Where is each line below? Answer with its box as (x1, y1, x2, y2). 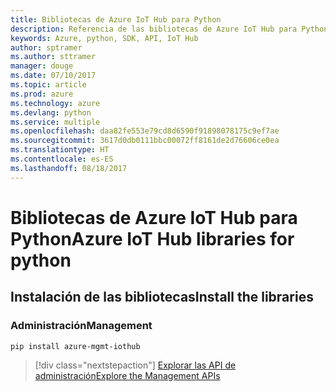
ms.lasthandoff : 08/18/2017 (10, 163, 128, 173)
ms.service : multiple (10, 117, 101, 127)
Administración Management (10, 319, 153, 333)
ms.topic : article (10, 80, 87, 90)
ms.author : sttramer (10, 52, 97, 62)
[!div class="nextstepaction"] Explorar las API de (34, 359, 237, 371)
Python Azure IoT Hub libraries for (10, 227, 295, 250)
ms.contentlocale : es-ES (10, 154, 114, 164)
